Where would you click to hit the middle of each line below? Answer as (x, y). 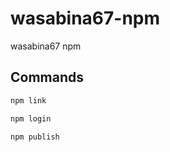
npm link (28, 100)
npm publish (35, 137)
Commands (47, 77)
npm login (31, 118)
